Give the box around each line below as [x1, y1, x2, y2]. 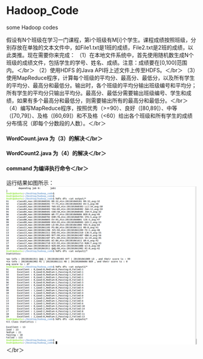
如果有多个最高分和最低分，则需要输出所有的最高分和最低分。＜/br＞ [16, 96, 188, 104]
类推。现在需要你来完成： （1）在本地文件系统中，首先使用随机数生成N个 [11, 51, 195, 58]
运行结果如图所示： [6, 180, 54, 187]
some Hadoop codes [6, 24, 59, 31]
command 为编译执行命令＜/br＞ [6, 164, 89, 172]
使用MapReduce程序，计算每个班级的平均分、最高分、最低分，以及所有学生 [6, 74, 195, 81]
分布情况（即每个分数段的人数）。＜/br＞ [6, 119, 106, 127]
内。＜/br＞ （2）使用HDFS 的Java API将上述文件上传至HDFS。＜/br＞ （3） [6, 66, 196, 73]
